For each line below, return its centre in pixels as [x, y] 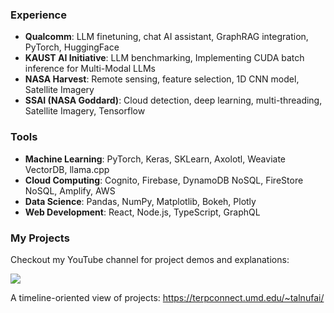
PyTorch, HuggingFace [72, 47]
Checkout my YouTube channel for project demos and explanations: [150, 259]
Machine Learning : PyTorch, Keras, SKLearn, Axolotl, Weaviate [155, 159]
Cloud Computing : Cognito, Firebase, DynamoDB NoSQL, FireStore [164, 180]
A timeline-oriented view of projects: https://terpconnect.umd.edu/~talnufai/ [167, 297]
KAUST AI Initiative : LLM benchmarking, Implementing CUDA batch [164, 58]
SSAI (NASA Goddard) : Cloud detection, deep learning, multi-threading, [173, 100]
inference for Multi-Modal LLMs [90, 69]
